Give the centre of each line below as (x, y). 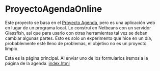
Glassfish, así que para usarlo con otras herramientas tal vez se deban (76, 33)
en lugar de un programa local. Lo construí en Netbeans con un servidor (78, 27)
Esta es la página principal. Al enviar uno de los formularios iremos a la (77, 58)
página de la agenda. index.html (38, 63)
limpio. (12, 48)
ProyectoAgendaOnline (53, 9)
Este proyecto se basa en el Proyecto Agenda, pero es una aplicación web (80, 23)
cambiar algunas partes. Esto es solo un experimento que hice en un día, (79, 38)
